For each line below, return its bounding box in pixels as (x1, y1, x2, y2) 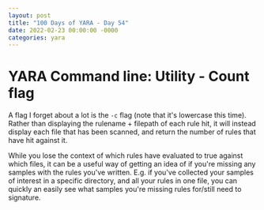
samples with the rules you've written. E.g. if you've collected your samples (8, 167, 255, 178)
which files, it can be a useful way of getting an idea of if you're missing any (8, 159, 256, 169)
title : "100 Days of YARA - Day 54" (8, 19, 129, 27)
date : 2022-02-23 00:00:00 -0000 (8, 26, 119, 34)
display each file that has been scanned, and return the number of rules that (8, 127, 257, 137)
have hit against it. (8, 136, 68, 145)
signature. (8, 193, 41, 202)
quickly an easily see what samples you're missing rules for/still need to (8, 185, 242, 194)
